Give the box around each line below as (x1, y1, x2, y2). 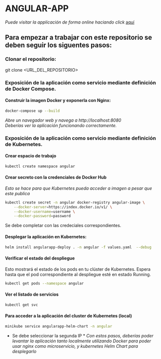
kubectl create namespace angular (5, 164, 76, 169)
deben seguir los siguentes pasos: (5, 41, 112, 50)
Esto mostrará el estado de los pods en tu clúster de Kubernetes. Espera (5, 266, 151, 272)
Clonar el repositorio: (5, 56, 57, 63)
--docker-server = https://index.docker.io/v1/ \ (14, 205, 112, 209)
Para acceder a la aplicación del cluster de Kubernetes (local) (5, 313, 132, 319)
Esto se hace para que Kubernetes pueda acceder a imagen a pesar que (5, 185, 152, 191)
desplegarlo (12, 348, 37, 354)
